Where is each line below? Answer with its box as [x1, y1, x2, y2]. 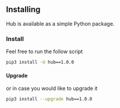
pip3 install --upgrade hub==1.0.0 [6, 96, 93, 102]
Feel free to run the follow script [6, 48, 83, 55]
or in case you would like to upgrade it [6, 85, 98, 92]
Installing [6, 5, 41, 15]
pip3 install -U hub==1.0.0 [6, 60, 75, 65]
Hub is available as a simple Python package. [6, 20, 115, 27]
